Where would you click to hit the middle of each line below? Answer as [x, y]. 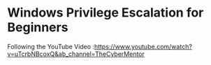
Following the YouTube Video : [51, 46]
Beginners [38, 27]
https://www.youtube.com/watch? [143, 46]
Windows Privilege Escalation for [105, 13]
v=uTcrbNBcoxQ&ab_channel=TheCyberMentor [76, 54]
